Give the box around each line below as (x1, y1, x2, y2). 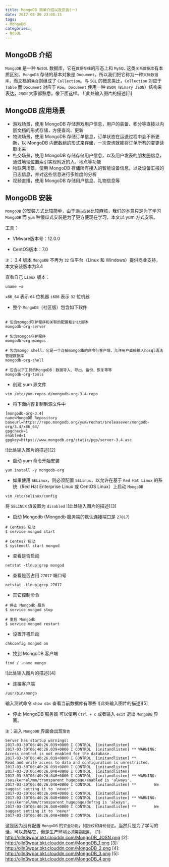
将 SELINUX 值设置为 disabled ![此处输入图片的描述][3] (5, 503, 117, 509)
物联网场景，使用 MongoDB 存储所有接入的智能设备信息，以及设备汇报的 (12, 165, 164, 171)
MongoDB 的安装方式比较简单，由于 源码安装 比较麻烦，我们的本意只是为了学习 (5, 208, 161, 214)
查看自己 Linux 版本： (5, 274, 50, 280)
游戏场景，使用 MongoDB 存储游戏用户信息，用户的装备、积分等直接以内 (12, 120, 164, 127)
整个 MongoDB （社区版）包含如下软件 (12, 304, 87, 311)
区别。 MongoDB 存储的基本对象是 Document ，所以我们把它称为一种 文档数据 (9, 71, 158, 77)
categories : (5, 26, 30, 31)
